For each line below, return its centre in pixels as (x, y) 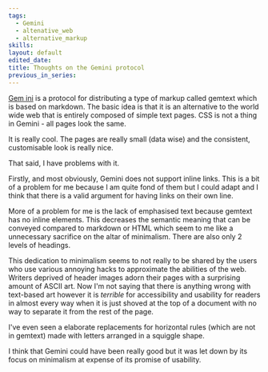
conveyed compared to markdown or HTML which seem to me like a (121, 228)
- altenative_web (44, 30)
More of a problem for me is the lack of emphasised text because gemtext (130, 211)
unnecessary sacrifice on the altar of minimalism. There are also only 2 (125, 236)
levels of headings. (39, 245)
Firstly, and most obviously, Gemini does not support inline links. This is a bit (134, 178)
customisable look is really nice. (61, 147)
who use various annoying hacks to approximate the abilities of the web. (128, 269)
